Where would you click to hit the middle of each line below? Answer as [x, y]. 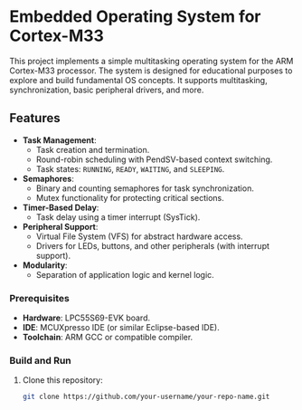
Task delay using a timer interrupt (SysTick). [118, 217]
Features [35, 118]
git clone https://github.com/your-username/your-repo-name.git [146, 397]
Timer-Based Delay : [61, 207]
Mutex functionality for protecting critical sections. [130, 197]
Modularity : [45, 265]
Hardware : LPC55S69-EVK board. [86, 318]
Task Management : [59, 140]
